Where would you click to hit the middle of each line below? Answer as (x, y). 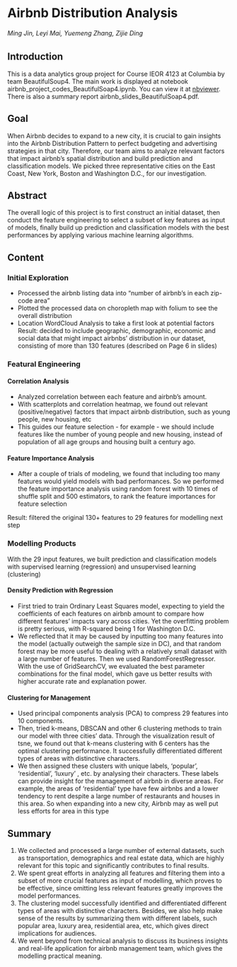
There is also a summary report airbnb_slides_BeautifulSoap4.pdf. (103, 96)
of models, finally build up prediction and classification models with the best (118, 227)
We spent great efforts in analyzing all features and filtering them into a (121, 873)
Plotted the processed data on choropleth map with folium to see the (117, 308)
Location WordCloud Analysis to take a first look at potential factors (116, 323)
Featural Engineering (44, 364)
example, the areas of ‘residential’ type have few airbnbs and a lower (118, 788)
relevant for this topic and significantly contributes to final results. (113, 865)
